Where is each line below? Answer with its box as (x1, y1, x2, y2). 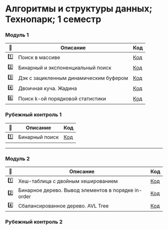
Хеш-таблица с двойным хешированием (18, 177, 118, 184)
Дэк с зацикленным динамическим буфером (18, 74, 128, 81)
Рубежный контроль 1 (5, 111, 62, 118)
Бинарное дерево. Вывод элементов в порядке (18, 187, 133, 194)
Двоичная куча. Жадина (18, 84, 77, 91)
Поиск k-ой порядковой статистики (18, 95, 106, 102)
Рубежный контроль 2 (5, 218, 63, 225)
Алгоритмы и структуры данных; (5, 3, 152, 14)
